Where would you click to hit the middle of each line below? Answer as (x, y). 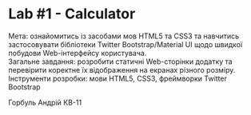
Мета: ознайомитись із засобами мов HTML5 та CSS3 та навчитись (124, 36)
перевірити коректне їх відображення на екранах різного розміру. (122, 69)
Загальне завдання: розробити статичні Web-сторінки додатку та (121, 61)
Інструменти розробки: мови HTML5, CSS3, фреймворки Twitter (118, 78)
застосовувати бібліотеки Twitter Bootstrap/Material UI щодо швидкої (125, 44)
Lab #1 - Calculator (72, 14)
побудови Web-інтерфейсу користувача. (78, 53)
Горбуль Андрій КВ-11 (45, 102)
